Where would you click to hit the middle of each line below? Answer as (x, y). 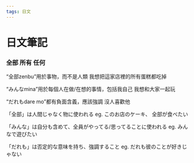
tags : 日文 (19, 12)
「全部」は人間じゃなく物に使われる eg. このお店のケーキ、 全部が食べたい (97, 114)
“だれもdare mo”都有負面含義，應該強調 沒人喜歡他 (68, 102)
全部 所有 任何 (26, 63)
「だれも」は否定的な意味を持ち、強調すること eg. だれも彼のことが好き (94, 147)
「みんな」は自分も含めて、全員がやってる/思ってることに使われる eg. (91, 127)
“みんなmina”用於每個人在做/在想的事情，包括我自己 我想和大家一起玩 (91, 89)
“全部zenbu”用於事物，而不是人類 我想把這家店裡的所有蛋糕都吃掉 (86, 77)
